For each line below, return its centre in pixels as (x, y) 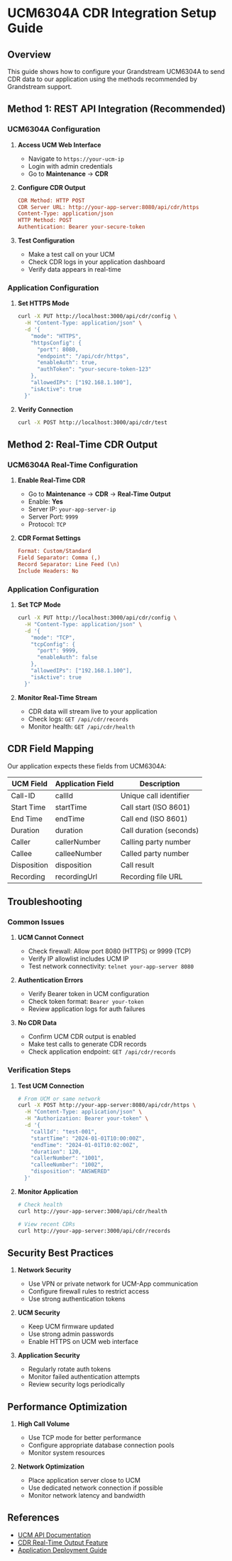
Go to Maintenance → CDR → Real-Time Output (100, 494)
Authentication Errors (50, 980)
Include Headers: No (48, 571)
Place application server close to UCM (84, 1481)
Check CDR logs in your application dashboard (96, 262)
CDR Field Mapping (51, 749)
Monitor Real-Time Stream (57, 697)
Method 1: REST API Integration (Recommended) (116, 109)
